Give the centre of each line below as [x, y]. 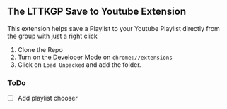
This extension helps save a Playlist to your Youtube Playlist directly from [114, 28]
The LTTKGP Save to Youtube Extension [97, 12]
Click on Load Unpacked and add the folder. [79, 64]
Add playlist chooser [47, 98]
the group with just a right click [52, 36]
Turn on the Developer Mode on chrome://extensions [95, 57]
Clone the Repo [40, 49]
